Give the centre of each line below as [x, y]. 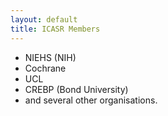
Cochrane [45, 68]
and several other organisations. [91, 100]
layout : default [44, 19]
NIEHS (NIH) [50, 57]
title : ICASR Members [55, 29]
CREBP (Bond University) [76, 89]
